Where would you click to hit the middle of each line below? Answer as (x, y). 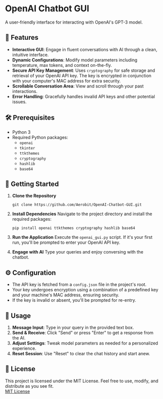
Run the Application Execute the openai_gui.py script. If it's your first (82, 237)
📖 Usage (18, 316)
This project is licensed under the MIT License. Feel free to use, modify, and (82, 381)
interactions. (25, 91)
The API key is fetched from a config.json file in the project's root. (79, 285)
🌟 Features (22, 38)
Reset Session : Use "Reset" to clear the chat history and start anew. (81, 354)
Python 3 (21, 132)
